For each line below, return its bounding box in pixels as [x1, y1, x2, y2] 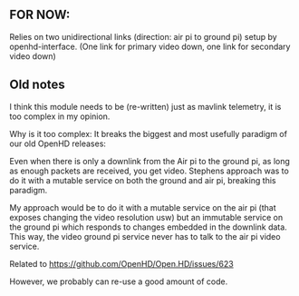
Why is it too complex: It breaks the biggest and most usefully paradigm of [9, 128, 288, 139]
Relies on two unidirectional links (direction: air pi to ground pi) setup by [9, 31, 278, 42]
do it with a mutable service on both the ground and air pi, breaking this [9, 174, 276, 185]
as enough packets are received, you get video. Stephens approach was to [9, 165, 290, 176]
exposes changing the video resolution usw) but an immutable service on [9, 212, 284, 222]
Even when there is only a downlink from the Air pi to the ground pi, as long [9, 155, 290, 166]
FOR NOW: [9, 7, 71, 23]
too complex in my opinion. [9, 111, 111, 122]
